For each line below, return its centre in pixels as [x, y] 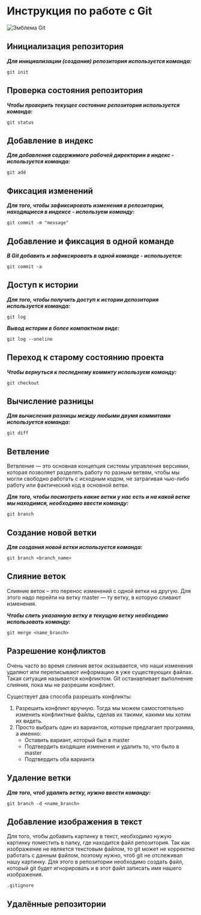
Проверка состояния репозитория [75, 90]
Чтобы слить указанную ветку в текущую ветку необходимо [88, 615]
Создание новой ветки [52, 533]
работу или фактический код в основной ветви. [68, 485]
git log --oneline [30, 339]
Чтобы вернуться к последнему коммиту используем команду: [92, 372]
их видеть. [29, 721]
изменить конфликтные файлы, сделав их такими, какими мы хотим [103, 714]
